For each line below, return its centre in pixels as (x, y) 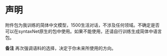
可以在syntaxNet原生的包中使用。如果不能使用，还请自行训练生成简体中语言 (83, 31)
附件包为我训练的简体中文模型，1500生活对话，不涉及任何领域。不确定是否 (82, 25)
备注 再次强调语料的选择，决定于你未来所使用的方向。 (60, 48)
